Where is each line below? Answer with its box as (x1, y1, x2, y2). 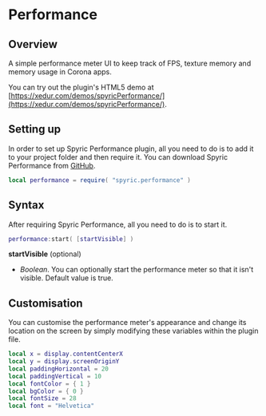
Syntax (8, 198, 45, 212)
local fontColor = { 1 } (8, 379, 91, 388)
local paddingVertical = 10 (8, 372, 102, 380)
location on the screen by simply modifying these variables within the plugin (8, 326, 259, 336)
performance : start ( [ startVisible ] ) (8, 235, 134, 243)
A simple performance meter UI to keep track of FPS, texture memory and (8, 58, 252, 68)
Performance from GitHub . (8, 160, 96, 170)
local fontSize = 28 (8, 394, 77, 402)
